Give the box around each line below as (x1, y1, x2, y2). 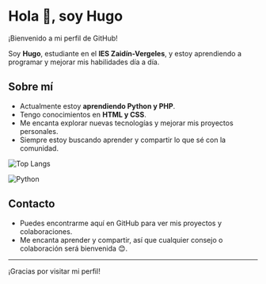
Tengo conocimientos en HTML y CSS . (19, 109, 146, 119)
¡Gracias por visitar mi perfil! (8, 266, 101, 276)
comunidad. (19, 143, 59, 153)
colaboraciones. (19, 226, 73, 236)
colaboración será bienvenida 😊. (19, 244, 128, 253)
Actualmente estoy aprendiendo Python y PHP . (19, 101, 176, 110)
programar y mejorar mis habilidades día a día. (8, 57, 160, 67)
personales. (19, 126, 59, 136)
